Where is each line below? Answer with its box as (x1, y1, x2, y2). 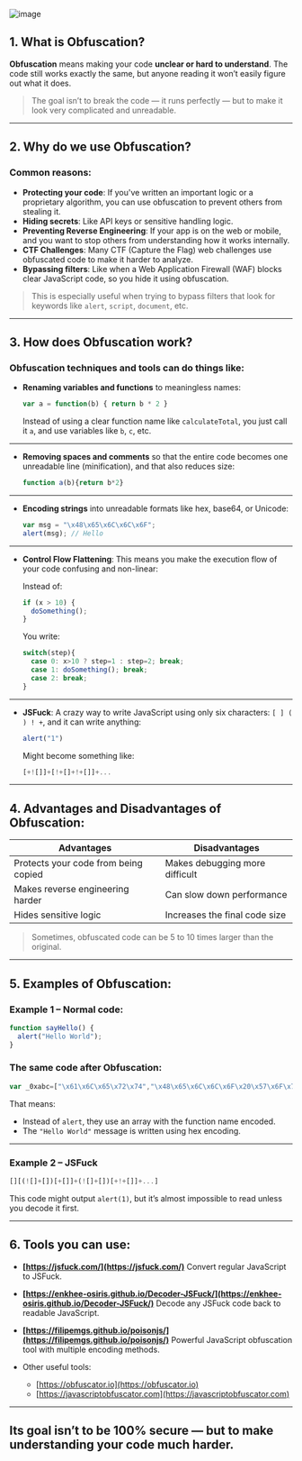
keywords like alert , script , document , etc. (31, 300, 189, 311)
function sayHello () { (9, 1023, 94, 1032)
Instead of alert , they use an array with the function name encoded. (22, 1116, 276, 1127)
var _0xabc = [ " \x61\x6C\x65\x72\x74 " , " (9, 1082, 155, 1091)
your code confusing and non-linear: (22, 563, 159, 574)
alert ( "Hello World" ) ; (17, 1032, 102, 1041)
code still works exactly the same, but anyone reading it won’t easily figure (9, 68, 286, 78)
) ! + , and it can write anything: (22, 717, 142, 727)
